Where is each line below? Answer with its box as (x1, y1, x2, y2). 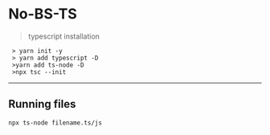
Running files (8, 97, 76, 111)
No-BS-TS (8, 5, 78, 23)
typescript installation (27, 31, 100, 41)
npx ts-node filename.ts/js (8, 118, 103, 127)
